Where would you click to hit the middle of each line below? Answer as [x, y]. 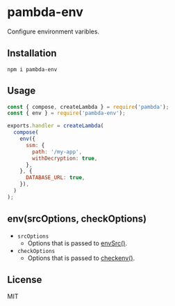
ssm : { [35, 145]
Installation [32, 53]
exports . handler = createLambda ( [56, 126]
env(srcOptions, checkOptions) [77, 219]
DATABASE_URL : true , [55, 178]
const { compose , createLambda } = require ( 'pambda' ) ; [88, 107]
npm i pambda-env [32, 69]
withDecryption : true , [65, 158]
